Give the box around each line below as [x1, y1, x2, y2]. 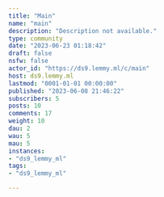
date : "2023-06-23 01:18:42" [8, 42, 107, 50]
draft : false [8, 49, 53, 57]
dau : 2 [8, 124, 31, 132]
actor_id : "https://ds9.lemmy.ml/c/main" [8, 65, 150, 73]
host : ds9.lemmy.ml [8, 72, 74, 80]
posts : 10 [8, 102, 42, 110]
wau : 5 [8, 132, 31, 140]
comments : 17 [8, 110, 53, 118]
